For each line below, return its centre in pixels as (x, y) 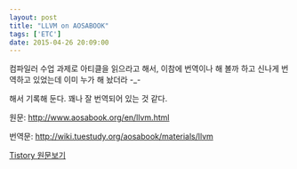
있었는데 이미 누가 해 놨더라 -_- (87, 80)
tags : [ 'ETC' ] (36, 34)
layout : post (33, 17)
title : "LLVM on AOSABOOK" (59, 26)
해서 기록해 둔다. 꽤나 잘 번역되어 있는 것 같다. (88, 99)
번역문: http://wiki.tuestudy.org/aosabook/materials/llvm (111, 137)
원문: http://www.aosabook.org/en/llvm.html (89, 117)
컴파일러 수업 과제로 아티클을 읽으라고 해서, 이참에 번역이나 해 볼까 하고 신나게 (144, 68)
